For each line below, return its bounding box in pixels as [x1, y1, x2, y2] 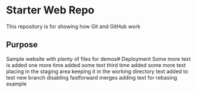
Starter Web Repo [6, 4, 95, 17]
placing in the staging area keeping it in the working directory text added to [6, 68, 188, 75]
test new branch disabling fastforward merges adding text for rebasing [6, 74, 178, 81]
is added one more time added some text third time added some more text [6, 61, 186, 68]
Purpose [6, 40, 38, 50]
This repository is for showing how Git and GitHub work [6, 23, 141, 30]
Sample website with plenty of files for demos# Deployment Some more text [6, 55, 191, 62]
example [6, 80, 27, 87]
